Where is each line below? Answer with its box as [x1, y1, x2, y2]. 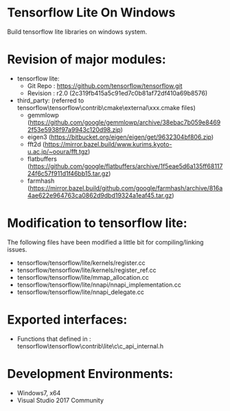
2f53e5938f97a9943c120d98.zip [27, 125, 122, 133]
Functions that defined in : [16, 335, 91, 343]
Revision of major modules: [7, 52, 166, 67]
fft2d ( [27, 140, 45, 148]
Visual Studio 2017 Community [16, 396, 104, 404]
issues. [7, 245, 27, 254]
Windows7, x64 [16, 388, 61, 397]
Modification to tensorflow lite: [7, 215, 187, 231]
